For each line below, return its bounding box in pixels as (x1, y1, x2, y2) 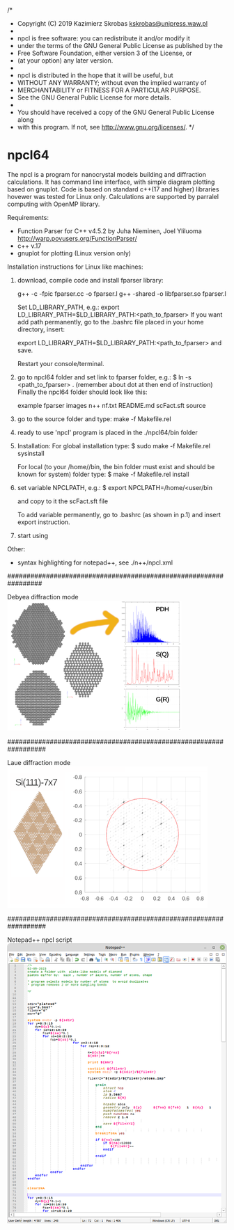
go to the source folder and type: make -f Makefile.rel (17, 414, 172, 423)
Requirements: (7, 213, 49, 221)
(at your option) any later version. (17, 56, 114, 65)
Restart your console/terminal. (17, 359, 104, 368)
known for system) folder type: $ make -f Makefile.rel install (17, 470, 189, 478)
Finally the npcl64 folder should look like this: (17, 388, 148, 396)
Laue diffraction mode (7, 758, 71, 766)
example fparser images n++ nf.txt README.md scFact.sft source (17, 401, 206, 409)
